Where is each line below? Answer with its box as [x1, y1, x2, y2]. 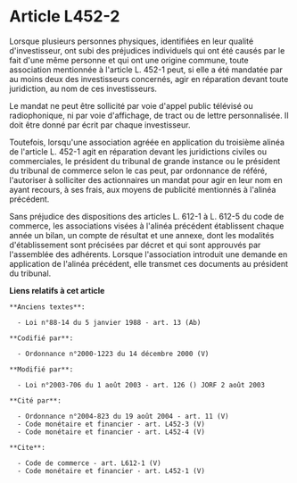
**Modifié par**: [9, 364, 74, 374]
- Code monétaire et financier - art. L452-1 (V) [17, 466, 205, 475]
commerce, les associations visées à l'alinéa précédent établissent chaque [9, 221, 285, 231]
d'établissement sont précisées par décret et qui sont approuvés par [9, 239, 261, 250]
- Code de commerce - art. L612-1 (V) [17, 458, 162, 468]
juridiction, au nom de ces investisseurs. [9, 83, 158, 94]
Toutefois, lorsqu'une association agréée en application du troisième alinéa [9, 137, 285, 147]
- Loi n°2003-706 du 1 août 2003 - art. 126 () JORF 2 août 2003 [17, 380, 266, 389]
